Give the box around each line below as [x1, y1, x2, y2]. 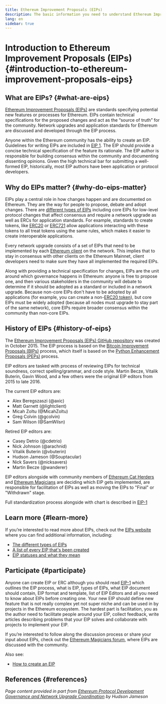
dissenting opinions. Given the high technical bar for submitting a [5, 158, 138, 164]
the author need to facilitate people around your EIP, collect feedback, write [5, 611, 159, 617]
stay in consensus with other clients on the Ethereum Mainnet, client [5, 253, 144, 259]
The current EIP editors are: [5, 388, 61, 394]
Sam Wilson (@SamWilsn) [12, 419, 65, 424]
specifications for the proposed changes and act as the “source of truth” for [5, 117, 160, 123]
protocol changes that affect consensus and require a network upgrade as [5, 212, 157, 218]
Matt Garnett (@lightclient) [12, 403, 67, 409]
